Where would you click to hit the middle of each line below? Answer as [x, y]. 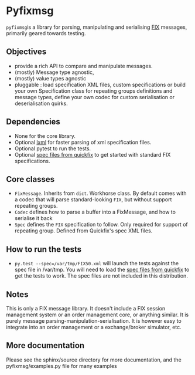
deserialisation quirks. [41, 103]
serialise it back [33, 218]
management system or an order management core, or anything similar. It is [97, 315]
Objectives [26, 52]
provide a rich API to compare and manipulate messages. [84, 66]
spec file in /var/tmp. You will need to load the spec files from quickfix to [102, 270]
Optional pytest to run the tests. [53, 148]
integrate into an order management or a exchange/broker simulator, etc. [94, 327]
